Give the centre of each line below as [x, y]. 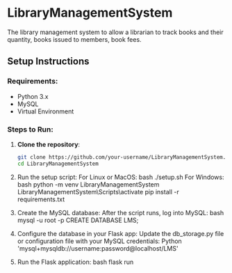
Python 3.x [33, 96]
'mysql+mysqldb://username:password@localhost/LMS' [98, 248]
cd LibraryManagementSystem [58, 164]
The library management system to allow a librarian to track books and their [115, 32]
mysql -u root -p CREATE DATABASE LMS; [78, 220]
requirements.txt [41, 199]
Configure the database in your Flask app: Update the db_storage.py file [121, 233]
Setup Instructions [48, 62]
